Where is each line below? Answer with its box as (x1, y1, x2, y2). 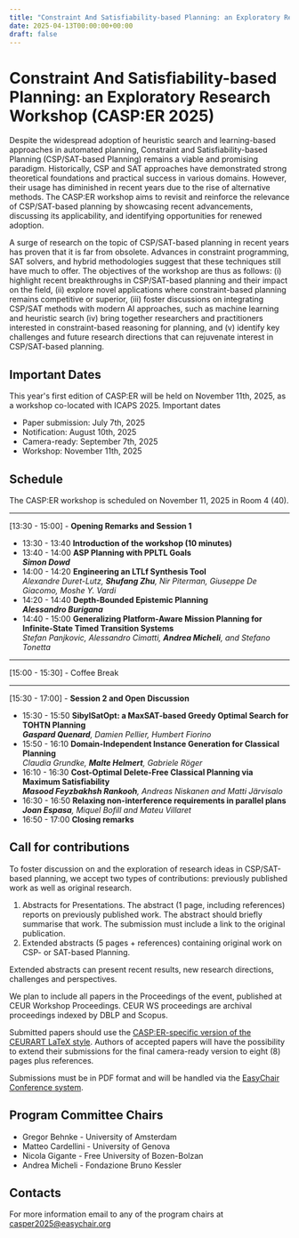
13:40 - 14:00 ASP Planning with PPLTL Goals (21, 547, 191, 558)
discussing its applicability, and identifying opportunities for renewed (9, 211, 263, 221)
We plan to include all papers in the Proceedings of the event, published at (9, 991, 282, 1001)
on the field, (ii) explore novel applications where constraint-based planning (9, 285, 287, 295)
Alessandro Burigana (21, 604, 104, 615)
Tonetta (21, 641, 52, 652)
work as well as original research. (9, 882, 132, 893)
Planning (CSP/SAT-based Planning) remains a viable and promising (9, 154, 259, 165)
